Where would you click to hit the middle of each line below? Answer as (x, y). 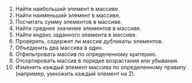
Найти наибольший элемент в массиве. (67, 9)
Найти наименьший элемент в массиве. (68, 15)
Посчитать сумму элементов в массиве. (69, 22)
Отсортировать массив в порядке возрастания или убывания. (97, 61)
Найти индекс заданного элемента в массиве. (76, 35)
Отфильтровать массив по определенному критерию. (86, 54)
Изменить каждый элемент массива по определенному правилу (101, 67)
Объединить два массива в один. (59, 48)
